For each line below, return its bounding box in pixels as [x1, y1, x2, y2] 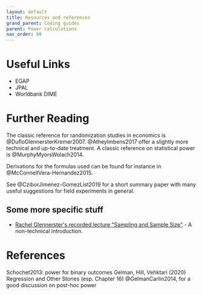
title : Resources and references [6, 15, 91, 21]
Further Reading [6, 111, 90, 125]
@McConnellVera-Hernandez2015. [6, 169, 93, 176]
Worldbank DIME [15, 90, 57, 98]
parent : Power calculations [6, 25, 77, 32]
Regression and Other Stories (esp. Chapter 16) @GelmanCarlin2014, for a [6, 275, 191, 282]
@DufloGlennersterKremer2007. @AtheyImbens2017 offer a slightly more [6, 138, 189, 145]
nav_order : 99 [6, 31, 42, 38]
